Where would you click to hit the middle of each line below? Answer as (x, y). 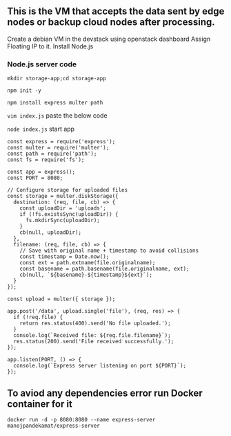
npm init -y (24, 91)
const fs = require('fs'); (46, 160)
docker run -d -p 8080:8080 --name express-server (81, 419)
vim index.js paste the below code (58, 116)
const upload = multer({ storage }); (61, 299)
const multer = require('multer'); (58, 148)
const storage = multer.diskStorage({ (63, 197)
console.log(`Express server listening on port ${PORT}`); (100, 366)
